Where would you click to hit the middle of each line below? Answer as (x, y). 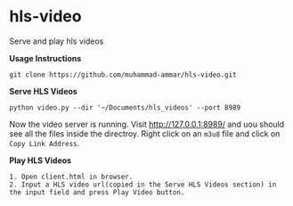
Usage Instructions (45, 58)
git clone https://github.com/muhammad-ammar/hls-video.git (123, 74)
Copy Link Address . (45, 143)
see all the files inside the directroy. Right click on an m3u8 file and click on (145, 133)
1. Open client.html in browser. (71, 177)
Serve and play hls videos (57, 41)
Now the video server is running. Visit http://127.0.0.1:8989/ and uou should (147, 124)
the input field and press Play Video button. (97, 192)
